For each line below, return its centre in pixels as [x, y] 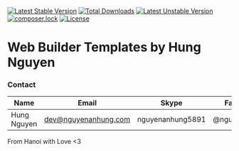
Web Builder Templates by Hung [104, 47]
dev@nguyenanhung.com [87, 120]
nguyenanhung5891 [171, 120]
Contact [22, 85]
